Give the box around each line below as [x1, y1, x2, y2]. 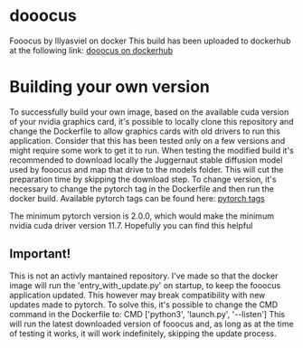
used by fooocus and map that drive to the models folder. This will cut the [9, 164, 284, 174]
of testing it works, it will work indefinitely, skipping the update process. [9, 327, 277, 339]
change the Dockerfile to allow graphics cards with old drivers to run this [9, 126, 280, 136]
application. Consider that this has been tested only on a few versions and [9, 135, 286, 146]
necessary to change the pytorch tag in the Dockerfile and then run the [9, 183, 274, 194]
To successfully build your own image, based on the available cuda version [9, 106, 289, 118]
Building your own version [9, 77, 211, 98]
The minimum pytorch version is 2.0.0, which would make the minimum [9, 210, 274, 221]
